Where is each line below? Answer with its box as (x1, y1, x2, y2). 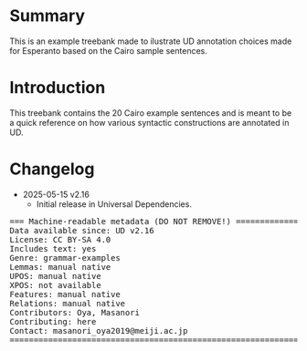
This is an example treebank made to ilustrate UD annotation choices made (9, 36, 292, 46)
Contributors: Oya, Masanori (9, 307, 140, 317)
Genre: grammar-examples (9, 253, 121, 263)
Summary (9, 5, 85, 26)
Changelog (9, 159, 95, 180)
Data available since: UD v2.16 (9, 225, 154, 235)
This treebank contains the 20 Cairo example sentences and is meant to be (9, 107, 292, 119)
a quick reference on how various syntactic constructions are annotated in (9, 117, 290, 128)
